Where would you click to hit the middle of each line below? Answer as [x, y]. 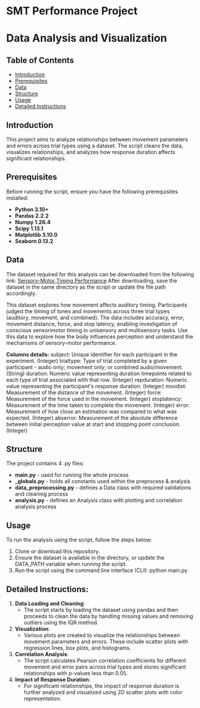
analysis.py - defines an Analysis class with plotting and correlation [99, 500]
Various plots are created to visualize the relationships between [102, 635]
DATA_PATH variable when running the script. [71, 564]
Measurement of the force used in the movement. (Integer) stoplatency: [94, 398]
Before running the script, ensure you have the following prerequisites [92, 191]
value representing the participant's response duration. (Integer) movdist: [96, 386]
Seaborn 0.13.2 [34, 241]
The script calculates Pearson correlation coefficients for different [105, 661]
